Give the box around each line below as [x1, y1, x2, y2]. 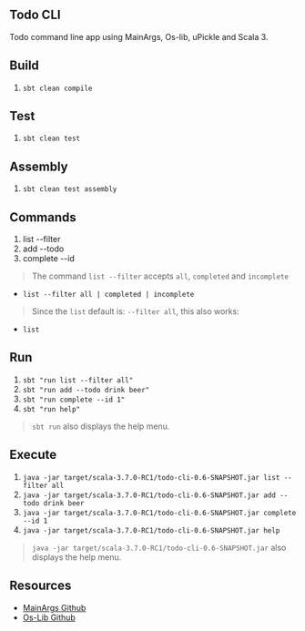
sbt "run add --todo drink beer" [22, 385, 150, 394]
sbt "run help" [22, 404, 81, 413]
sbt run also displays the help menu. [31, 421, 170, 432]
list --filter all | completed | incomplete [22, 290, 195, 300]
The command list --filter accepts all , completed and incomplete [31, 270, 290, 281]
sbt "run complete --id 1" [22, 395, 126, 404]
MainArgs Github [22, 602, 86, 613]
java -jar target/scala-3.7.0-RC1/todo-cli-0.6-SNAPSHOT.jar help [22, 525, 280, 535]
